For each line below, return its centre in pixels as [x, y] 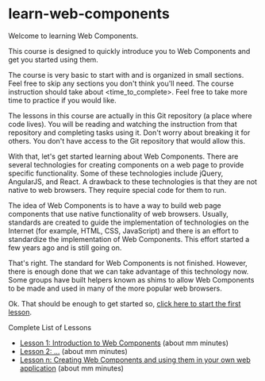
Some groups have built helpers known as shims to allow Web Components [131, 279]
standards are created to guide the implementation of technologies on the [129, 222]
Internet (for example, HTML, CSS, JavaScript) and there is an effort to [124, 230]
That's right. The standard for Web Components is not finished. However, [128, 263]
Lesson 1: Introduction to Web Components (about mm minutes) [124, 343]
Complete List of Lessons [50, 327]
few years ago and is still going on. [65, 248]
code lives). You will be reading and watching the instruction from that [123, 124]
